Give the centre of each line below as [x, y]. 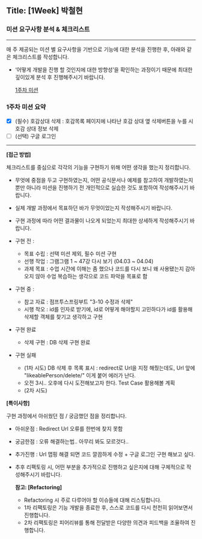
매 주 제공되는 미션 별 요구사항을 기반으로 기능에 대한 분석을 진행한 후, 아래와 [96, 49]
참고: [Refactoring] [38, 487]
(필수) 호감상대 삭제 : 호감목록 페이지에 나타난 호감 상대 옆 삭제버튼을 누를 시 [104, 121]
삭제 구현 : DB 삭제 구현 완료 [57, 343]
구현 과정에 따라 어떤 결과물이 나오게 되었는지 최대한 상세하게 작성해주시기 [102, 221]
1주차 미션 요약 [26, 107]
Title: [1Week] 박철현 [44, 11]
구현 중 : [25, 289]
